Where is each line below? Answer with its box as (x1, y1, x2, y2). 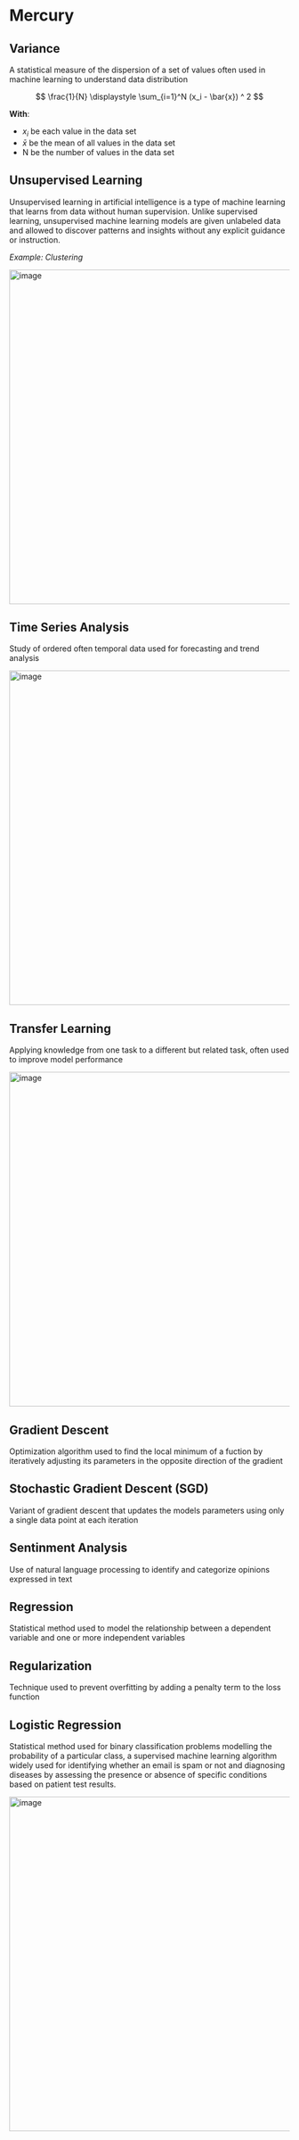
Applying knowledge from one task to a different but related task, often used (9, 1045, 289, 1055)
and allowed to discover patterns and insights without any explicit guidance (9, 225, 286, 235)
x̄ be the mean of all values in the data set (21, 137, 176, 148)
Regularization (9, 1658, 93, 1673)
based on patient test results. (9, 1779, 117, 1789)
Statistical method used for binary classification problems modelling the (9, 1741, 273, 1752)
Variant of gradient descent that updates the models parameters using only (9, 1505, 285, 1516)
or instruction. (9, 234, 61, 245)
